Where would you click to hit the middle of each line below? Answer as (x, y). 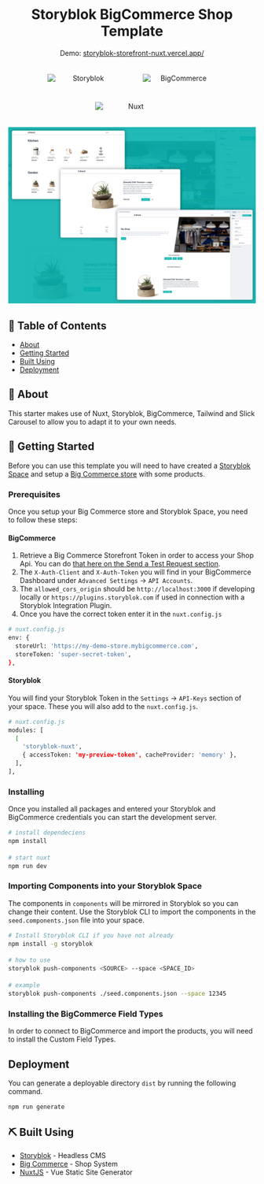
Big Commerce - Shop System (68, 1164)
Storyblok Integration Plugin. (66, 606)
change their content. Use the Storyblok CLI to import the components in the (132, 911)
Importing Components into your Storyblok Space (105, 886)
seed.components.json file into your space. (77, 920)
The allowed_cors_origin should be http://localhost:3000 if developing (137, 589)
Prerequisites (34, 494)
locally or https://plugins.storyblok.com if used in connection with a (132, 597)
